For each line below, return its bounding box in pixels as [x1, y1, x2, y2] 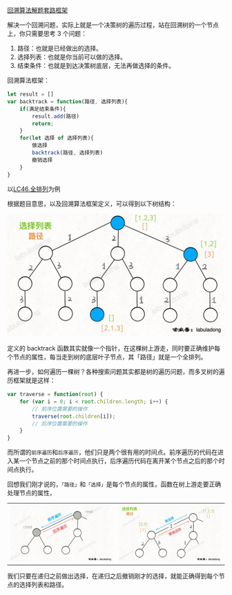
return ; [32, 120, 54, 127]
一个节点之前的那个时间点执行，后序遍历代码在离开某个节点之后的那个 [19, 456, 219, 465]
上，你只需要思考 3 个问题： [7, 30, 88, 37]
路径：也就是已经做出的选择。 [17, 44, 102, 52]
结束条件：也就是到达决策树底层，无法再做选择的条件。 [17, 62, 175, 69]
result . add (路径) [32, 113, 79, 120]
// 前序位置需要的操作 [32, 405, 88, 412]
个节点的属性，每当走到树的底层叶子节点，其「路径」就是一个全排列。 [7, 353, 207, 361]
